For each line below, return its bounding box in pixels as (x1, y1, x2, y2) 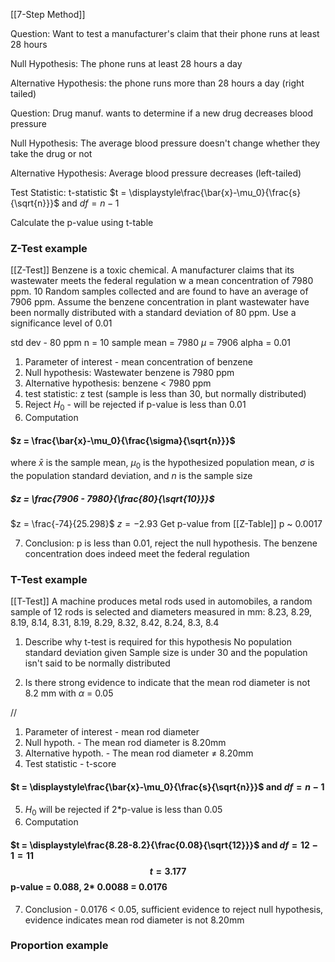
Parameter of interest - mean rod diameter (24, 726, 200, 738)
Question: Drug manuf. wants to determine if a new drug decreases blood (10, 107, 314, 119)
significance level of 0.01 (10, 317, 113, 329)
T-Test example (10, 572, 88, 586)
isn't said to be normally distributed (24, 657, 171, 669)
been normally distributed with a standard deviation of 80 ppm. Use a (10, 307, 297, 319)
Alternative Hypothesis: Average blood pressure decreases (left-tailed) (10, 167, 302, 179)
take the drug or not (10, 148, 93, 159)
